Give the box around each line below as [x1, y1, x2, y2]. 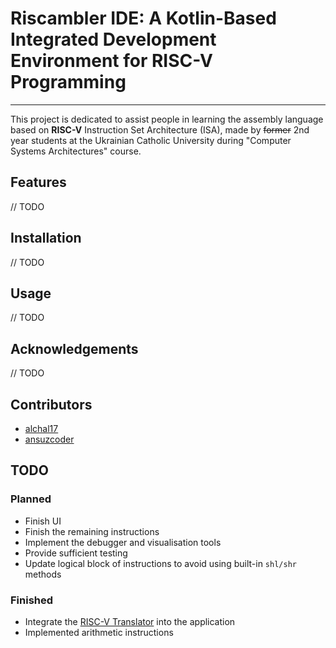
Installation [10, 230, 82, 247]
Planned [10, 492, 52, 506]
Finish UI [24, 515, 62, 527]
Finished [10, 593, 54, 607]
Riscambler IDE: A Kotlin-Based [10, 7, 277, 30]
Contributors [10, 396, 93, 413]
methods [24, 568, 62, 580]
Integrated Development [10, 28, 217, 51]
